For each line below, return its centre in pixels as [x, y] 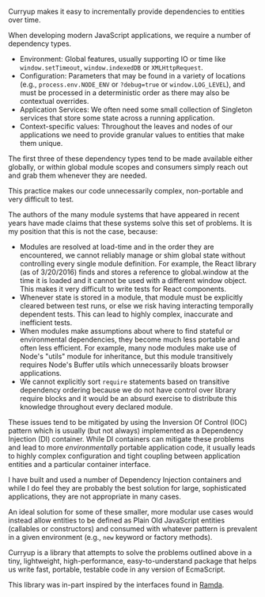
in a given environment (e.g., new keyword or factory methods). [110, 537]
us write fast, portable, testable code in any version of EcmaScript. [117, 569]
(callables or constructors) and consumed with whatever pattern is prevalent [133, 529]
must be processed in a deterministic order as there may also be [125, 93]
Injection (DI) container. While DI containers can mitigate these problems [126, 439]
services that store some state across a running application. [117, 118]
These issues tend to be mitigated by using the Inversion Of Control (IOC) [128, 422]
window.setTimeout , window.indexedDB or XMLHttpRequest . [111, 67]
